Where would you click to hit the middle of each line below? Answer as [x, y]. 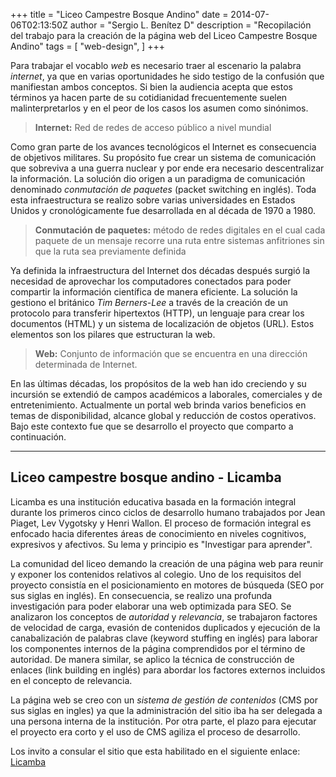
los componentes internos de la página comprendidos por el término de [158, 648]
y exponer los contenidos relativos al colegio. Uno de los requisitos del [156, 574]
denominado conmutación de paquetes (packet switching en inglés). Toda [163, 189]
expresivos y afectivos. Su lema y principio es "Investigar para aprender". [161, 544]
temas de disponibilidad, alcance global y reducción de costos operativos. [163, 415]
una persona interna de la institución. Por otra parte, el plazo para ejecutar [163, 721]
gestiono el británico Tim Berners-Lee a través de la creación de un [149, 302]
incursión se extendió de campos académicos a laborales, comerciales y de [166, 394]
